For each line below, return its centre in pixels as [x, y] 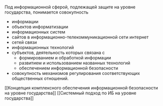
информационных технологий [43, 47]
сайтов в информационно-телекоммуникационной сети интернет [80, 37]
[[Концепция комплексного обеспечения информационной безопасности [81, 88]
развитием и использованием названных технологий [74, 63]
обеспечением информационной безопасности [68, 68]
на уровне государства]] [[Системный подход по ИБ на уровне [71, 93]
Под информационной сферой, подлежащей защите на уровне [70, 7]
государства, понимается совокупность [47, 12]
